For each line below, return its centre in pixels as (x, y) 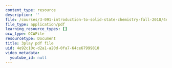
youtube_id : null (28, 58)
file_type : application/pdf (35, 24)
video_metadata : (23, 53)
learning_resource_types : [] (36, 29)
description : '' (23, 15)
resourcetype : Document (31, 39)
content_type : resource (31, 10)
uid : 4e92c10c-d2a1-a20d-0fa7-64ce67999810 (52, 48)
